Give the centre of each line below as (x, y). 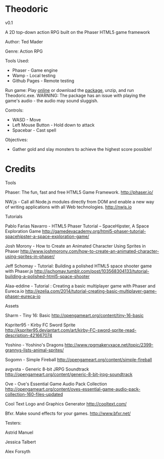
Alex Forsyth (18, 451)
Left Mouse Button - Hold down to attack (53, 125)
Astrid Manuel (19, 432)
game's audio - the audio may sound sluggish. (52, 100)
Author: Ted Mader (24, 42)
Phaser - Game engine (35, 70)
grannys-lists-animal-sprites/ (35, 350)
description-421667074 (29, 335)
